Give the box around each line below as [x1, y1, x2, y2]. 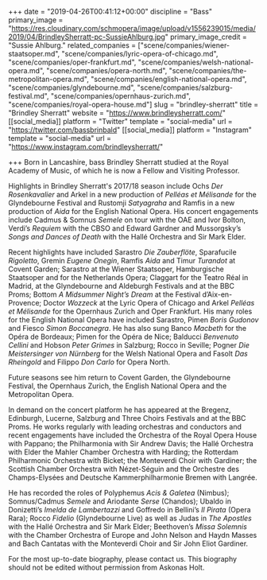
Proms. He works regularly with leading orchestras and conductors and [8, 422, 242, 431]
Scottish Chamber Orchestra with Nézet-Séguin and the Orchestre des [8, 465, 240, 473]
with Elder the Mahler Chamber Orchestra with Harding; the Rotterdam [8, 447, 238, 457]
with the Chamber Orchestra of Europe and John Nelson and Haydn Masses [8, 531, 257, 539]
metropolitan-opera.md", [8, 75, 89, 84]
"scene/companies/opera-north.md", [46, 66, 168, 75]
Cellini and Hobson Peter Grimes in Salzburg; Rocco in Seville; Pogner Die [8, 341, 250, 349]
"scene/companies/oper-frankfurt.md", [8, 57, 137, 67]
